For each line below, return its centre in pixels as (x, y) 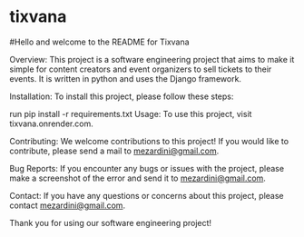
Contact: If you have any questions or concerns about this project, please (147, 195)
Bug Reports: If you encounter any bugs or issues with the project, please (147, 168)
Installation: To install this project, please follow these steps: (122, 96)
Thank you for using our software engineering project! (110, 222)
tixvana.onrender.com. (51, 123)
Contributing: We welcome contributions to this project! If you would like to (149, 141)
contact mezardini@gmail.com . (67, 205)
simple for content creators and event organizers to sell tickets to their (141, 69)
